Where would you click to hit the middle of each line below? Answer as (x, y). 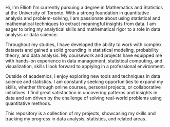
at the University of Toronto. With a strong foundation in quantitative (77, 13)
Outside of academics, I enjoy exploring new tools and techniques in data (83, 76)
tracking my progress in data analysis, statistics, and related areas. (76, 119)
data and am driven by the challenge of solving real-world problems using (83, 98)
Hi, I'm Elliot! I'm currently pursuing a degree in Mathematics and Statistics (84, 7)
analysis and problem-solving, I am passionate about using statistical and (83, 18)
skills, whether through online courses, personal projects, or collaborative (83, 87)
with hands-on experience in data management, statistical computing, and (84, 61)
